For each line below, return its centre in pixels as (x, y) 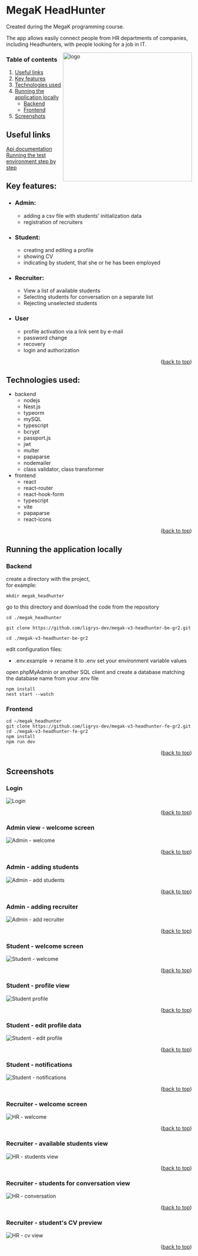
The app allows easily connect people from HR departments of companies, (97, 38)
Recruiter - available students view (57, 1143)
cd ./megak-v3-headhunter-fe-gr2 (47, 732)
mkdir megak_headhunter (35, 596)
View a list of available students (62, 291)
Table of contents (32, 60)
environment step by (31, 161)
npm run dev (21, 742)
